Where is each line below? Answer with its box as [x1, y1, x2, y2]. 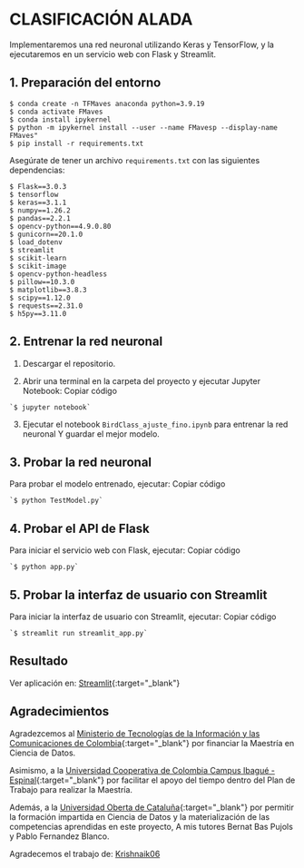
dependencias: [9, 164, 65, 175]
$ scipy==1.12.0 [9, 293, 71, 302]
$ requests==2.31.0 [9, 301, 83, 311]
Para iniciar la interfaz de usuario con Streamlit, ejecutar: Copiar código [9, 611, 277, 622]
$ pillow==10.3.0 [9, 277, 75, 286]
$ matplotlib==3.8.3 [9, 285, 88, 294]
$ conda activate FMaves [9, 107, 103, 116]
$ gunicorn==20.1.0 [9, 230, 83, 239]
